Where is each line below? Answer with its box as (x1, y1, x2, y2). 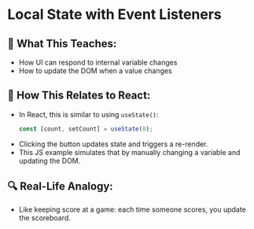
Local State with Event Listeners (7, 6, 222, 24)
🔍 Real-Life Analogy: (7, 179, 113, 194)
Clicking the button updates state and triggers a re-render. (18, 139, 208, 149)
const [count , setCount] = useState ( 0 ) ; (18, 124, 153, 133)
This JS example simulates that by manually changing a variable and (18, 147, 241, 157)
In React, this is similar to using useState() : (18, 109, 159, 119)
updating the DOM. (18, 156, 81, 165)
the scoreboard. (18, 212, 72, 222)
